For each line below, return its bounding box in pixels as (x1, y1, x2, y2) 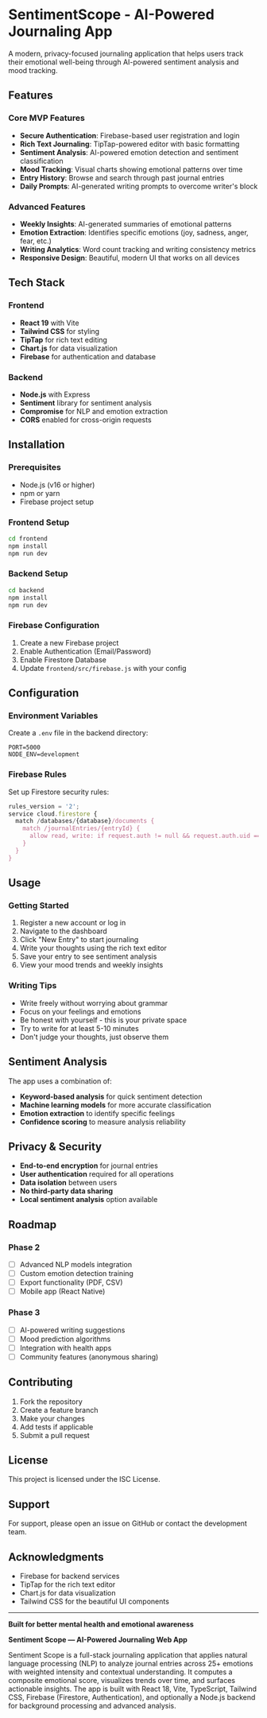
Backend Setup (8, 568, 69, 580)
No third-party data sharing (19, 1186, 114, 1196)
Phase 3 (8, 1307, 41, 1318)
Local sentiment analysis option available (19, 1195, 158, 1204)
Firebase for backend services (19, 1572, 120, 1581)
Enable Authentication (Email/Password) (19, 646, 152, 656)
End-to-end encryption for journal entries (19, 1161, 159, 1170)
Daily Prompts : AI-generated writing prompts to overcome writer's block (19, 181, 258, 191)
